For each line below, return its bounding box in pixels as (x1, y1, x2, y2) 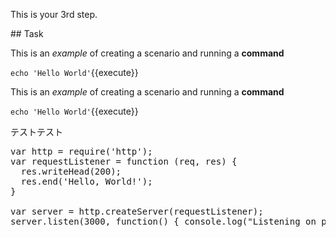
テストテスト (10, 126, 63, 138)
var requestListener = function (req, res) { (10, 156, 238, 167)
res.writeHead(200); (20, 166, 122, 177)
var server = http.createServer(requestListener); (10, 206, 264, 217)
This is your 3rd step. (10, 9, 98, 20)
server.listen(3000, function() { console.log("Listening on (10, 216, 317, 227)
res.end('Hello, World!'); (20, 176, 153, 187)
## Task (10, 28, 44, 39)
